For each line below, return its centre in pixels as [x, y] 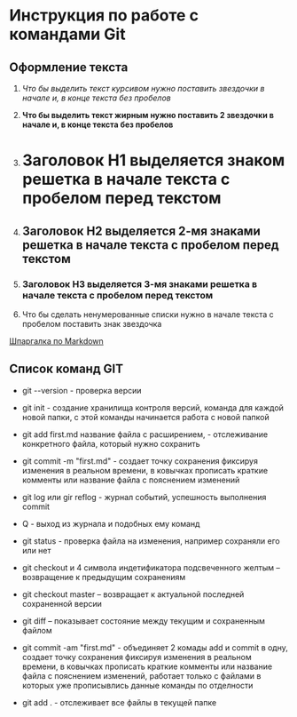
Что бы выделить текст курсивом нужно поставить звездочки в [143, 88]
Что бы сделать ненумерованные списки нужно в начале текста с [148, 314]
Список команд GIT [66, 369]
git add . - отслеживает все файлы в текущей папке [119, 702]
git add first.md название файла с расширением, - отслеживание [145, 434]
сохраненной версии [62, 603]
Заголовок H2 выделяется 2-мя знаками [141, 231]
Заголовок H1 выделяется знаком [153, 160]
